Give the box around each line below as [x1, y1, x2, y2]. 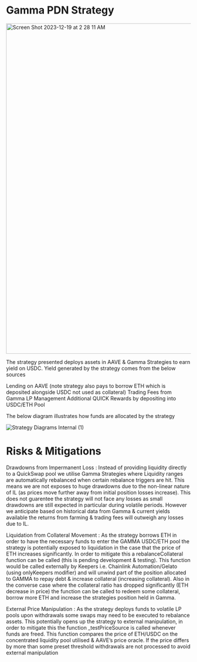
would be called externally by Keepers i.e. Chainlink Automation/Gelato [6, 563, 178, 570]
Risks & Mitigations [6, 444, 101, 458]
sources [6, 371, 26, 378]
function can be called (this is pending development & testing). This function [6, 556, 191, 563]
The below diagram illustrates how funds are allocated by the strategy [6, 412, 175, 419]
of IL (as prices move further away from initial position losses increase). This [6, 489, 191, 496]
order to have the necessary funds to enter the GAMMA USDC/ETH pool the [6, 537, 189, 544]
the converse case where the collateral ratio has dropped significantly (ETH [6, 581, 189, 589]
